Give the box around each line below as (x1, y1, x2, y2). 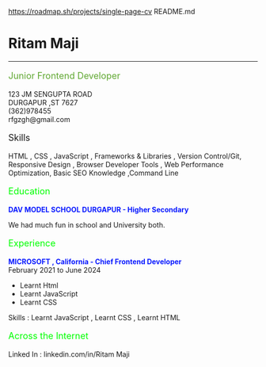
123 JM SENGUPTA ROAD (8, 89, 93, 98)
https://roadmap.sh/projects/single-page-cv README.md (8, 7, 196, 16)
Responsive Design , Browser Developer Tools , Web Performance (8, 159, 224, 169)
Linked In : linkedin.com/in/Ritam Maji (8, 349, 131, 359)
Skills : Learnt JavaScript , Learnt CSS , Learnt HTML (8, 312, 180, 322)
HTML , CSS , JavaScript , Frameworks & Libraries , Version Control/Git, (8, 151, 242, 161)
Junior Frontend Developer (8, 70, 121, 82)
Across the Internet (8, 330, 89, 342)
